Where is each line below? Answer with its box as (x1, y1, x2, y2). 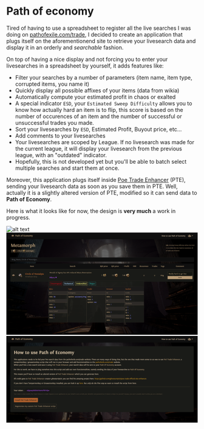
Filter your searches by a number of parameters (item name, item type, (15, 74, 192, 81)
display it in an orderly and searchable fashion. (6, 44, 124, 51)
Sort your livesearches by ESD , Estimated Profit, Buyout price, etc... (15, 125, 182, 133)
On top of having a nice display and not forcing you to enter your (6, 55, 168, 63)
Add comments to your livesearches (15, 132, 106, 139)
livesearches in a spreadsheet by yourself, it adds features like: (6, 62, 164, 69)
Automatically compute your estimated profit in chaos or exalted (15, 93, 176, 100)
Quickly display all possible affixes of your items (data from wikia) (15, 86, 180, 94)
